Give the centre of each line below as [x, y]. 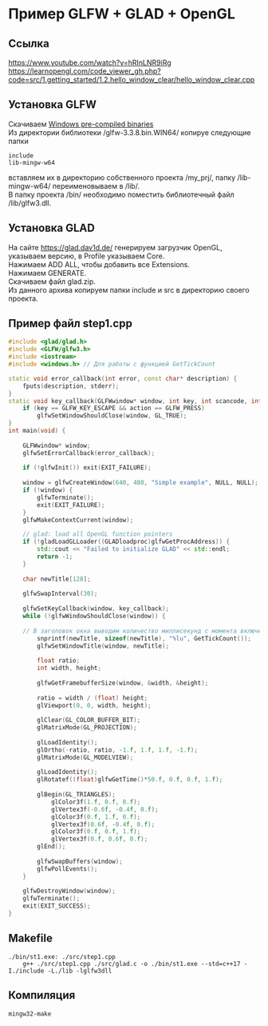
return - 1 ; [55, 557]
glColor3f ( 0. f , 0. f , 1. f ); [96, 832]
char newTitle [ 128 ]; [57, 579]
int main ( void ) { [37, 431]
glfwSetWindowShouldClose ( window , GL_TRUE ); [112, 416]
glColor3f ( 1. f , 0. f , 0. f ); [96, 802]
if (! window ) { [48, 490]
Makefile [31, 938]
